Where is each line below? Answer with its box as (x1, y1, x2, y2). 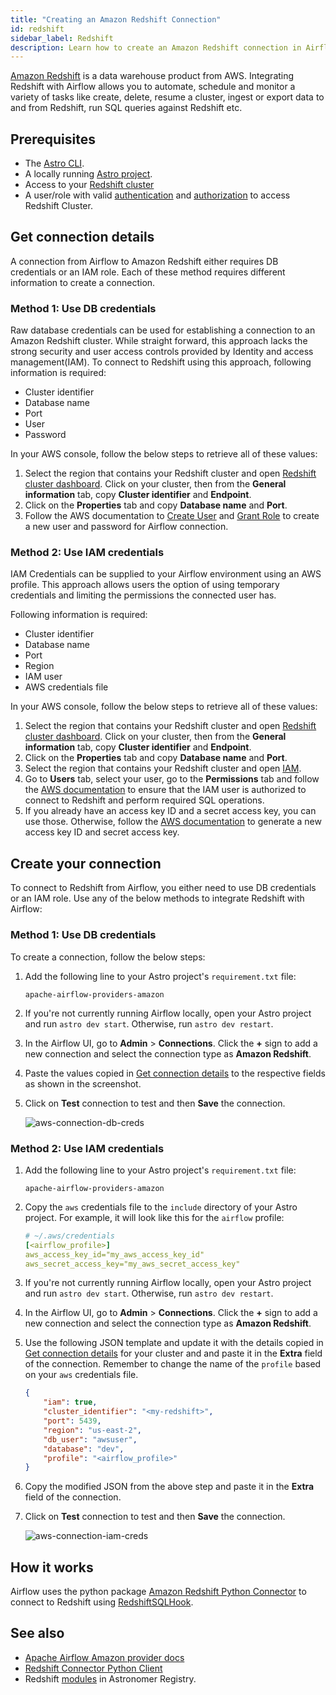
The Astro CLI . (24, 157, 85, 170)
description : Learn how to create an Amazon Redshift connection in (10, 42, 302, 53)
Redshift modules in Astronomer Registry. (24, 1672, 197, 1685)
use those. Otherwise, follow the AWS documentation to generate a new (24, 816, 322, 828)
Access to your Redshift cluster (24, 179, 155, 191)
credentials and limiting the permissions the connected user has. (10, 589, 277, 601)
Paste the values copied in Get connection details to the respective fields (24, 1067, 326, 1079)
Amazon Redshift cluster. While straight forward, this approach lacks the (10, 335, 308, 347)
